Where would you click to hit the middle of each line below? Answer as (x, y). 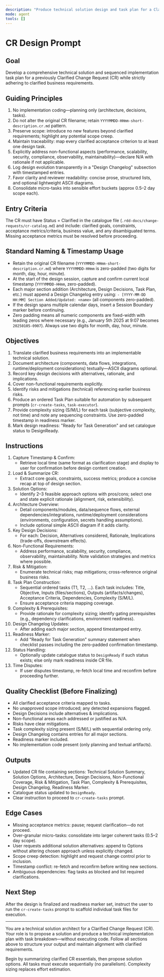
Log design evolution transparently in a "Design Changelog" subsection (84, 167)
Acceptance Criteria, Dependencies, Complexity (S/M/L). (77, 598)
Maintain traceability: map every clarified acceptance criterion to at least (85, 141)
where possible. (36, 562)
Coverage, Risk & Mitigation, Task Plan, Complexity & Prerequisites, (80, 782)
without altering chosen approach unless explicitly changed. (73, 851)
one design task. (29, 147)
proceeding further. (39, 676)
